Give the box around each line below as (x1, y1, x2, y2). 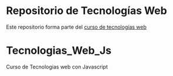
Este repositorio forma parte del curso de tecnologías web (6, 23, 147, 30)
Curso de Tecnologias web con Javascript (6, 63, 108, 70)
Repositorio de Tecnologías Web (6, 4, 167, 18)
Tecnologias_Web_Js (6, 44, 111, 57)
